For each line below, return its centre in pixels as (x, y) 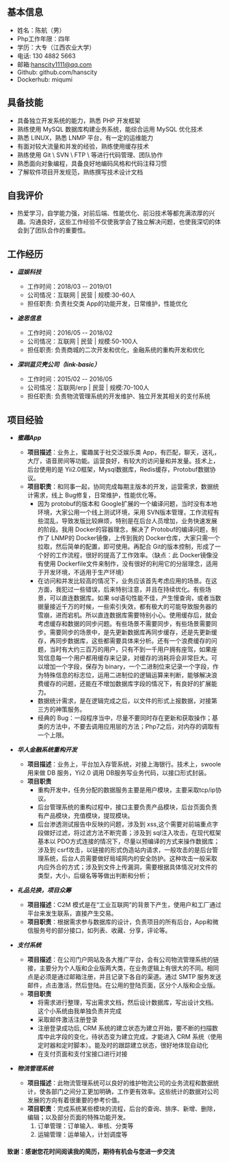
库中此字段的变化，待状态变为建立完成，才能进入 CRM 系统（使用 (130, 1037)
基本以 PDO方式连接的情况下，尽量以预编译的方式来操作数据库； (129, 841)
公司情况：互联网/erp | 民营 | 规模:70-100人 (88, 388)
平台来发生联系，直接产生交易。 (72, 913)
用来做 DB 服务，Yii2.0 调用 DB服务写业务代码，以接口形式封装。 (119, 773)
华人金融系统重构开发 (47, 750)
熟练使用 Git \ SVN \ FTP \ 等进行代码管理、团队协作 (90, 155)
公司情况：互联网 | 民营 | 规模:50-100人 (82, 341)
